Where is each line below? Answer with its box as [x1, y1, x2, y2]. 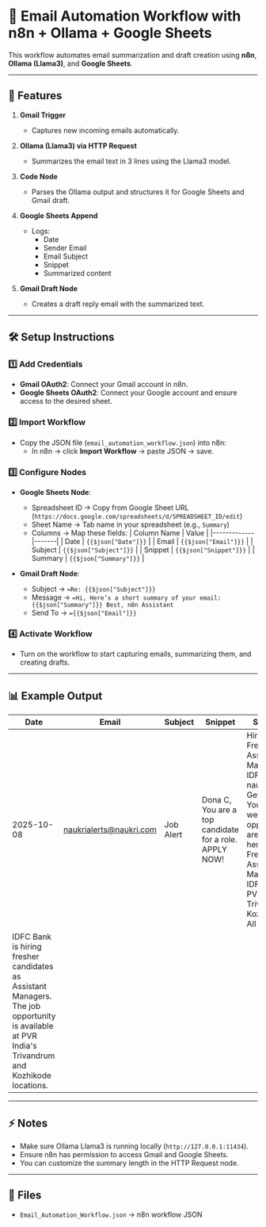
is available [12, 1021, 54, 1032]
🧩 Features [8, 89, 63, 102]
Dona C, [201, 795, 232, 806]
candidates [12, 961, 54, 972]
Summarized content [43, 268, 112, 278]
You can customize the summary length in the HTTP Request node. [19, 1158, 239, 1168]
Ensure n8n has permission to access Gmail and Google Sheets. [19, 1149, 229, 1159]
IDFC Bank [12, 931, 51, 942]
